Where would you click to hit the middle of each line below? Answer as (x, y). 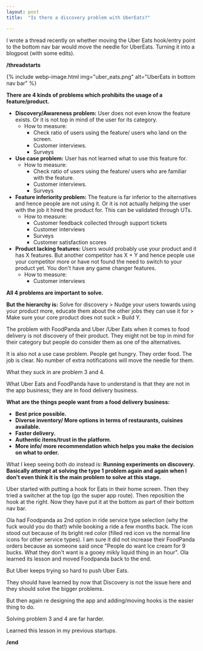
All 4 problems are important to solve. (55, 293)
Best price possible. (41, 414)
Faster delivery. (35, 433)
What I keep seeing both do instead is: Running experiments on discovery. (101, 464)
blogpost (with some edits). (40, 53)
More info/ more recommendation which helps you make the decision (104, 446)
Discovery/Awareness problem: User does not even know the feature (103, 113)
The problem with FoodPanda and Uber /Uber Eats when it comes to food (98, 329)
